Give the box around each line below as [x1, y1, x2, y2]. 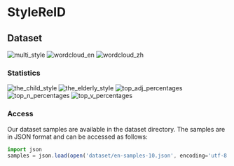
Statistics [7, 68, 41, 78]
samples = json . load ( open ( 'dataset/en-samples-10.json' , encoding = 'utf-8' [7, 152, 230, 160]
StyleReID [7, 4, 67, 20]
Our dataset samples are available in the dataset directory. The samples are [7, 125, 226, 133]
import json [7, 146, 42, 153]
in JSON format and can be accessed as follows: [7, 132, 149, 141]
